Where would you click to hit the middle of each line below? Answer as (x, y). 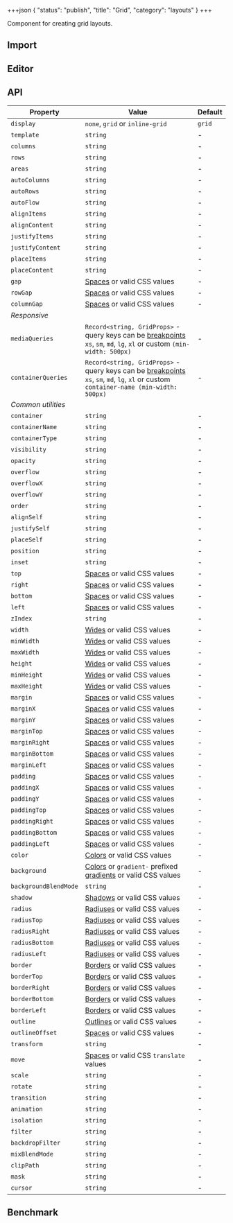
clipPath (25, 1165)
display (23, 123)
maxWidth (25, 652)
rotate (21, 1086)
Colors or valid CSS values (128, 855)
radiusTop (27, 920)
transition (28, 1098)
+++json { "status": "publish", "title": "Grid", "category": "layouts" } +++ (110, 10)
